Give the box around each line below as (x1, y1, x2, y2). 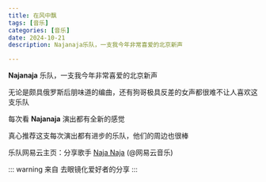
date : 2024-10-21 (8, 33, 66, 42)
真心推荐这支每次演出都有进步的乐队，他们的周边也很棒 (8, 131, 188, 141)
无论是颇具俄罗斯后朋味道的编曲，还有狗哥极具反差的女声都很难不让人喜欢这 (8, 88, 258, 97)
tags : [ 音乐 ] (8, 19, 49, 27)
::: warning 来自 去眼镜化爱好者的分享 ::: (8, 165, 139, 174)
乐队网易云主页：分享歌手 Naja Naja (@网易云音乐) (8, 148, 173, 157)
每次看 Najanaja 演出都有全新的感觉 (8, 114, 125, 123)
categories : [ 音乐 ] (8, 26, 70, 34)
